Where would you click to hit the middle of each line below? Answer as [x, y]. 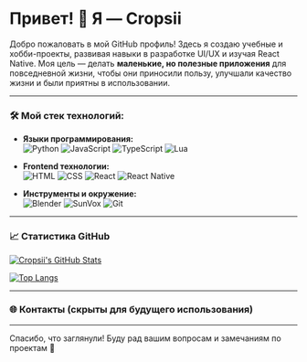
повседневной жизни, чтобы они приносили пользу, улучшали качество [151, 73]
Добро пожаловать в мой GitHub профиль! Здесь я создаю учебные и [146, 44]
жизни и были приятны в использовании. [90, 82]
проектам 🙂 [32, 347]
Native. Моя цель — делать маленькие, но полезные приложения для [148, 63]
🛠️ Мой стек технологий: [67, 115]
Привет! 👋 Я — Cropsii [95, 19]
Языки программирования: [78, 139]
